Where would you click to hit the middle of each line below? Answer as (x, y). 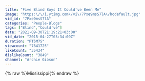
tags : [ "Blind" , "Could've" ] (34, 28)
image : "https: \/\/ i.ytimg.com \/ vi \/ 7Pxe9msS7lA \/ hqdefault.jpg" (73, 14)
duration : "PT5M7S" (25, 41)
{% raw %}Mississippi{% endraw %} (42, 73)
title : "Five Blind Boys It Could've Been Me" (53, 10)
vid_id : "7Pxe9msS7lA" (28, 19)
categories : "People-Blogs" (34, 23)
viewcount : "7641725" (27, 46)
